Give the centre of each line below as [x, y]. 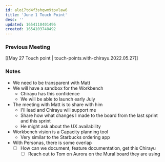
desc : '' [15, 19]
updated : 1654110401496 [31, 24]
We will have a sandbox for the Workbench [58, 88]
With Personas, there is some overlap [52, 143]
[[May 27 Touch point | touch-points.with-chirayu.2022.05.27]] [72, 58]
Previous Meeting [28, 47]
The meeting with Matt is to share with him [58, 104]
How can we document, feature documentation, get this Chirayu [88, 148]
